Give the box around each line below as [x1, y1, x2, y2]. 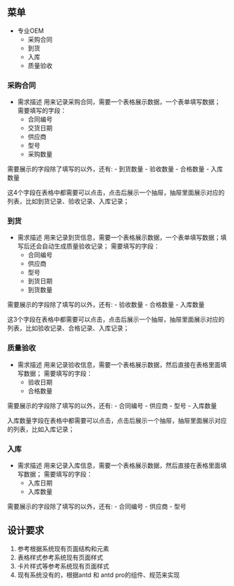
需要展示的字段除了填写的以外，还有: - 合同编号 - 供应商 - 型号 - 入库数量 [7, 401, 217, 410]
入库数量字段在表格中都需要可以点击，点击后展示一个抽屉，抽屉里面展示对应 [7, 416, 227, 424]
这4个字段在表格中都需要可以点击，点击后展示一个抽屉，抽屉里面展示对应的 [7, 188, 225, 197]
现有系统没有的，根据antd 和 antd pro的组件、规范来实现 [17, 571, 180, 579]
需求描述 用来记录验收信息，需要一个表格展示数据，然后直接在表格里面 [17, 360, 221, 368]
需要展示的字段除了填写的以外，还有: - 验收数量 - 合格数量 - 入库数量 [7, 301, 205, 309]
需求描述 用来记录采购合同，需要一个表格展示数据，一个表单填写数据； [17, 98, 221, 106]
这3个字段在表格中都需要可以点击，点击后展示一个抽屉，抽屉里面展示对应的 [7, 315, 225, 324]
